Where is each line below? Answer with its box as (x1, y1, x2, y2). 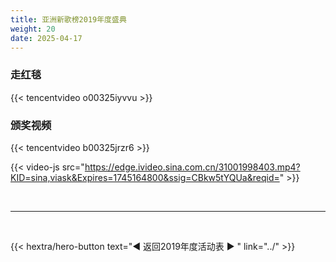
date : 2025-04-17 (10, 33, 83, 43)
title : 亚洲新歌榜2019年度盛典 (10, 14, 127, 25)
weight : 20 (10, 24, 56, 34)
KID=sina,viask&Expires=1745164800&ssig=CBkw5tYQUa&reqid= (10, 171, 280, 183)
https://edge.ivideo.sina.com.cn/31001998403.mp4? (84, 161, 301, 173)
